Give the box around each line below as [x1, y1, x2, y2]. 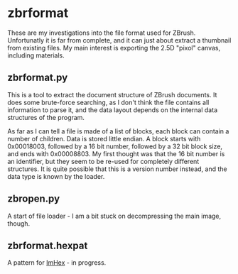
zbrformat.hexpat [7, 239, 88, 251]
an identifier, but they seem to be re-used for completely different [7, 157, 200, 165]
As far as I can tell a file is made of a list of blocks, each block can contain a [7, 126, 229, 136]
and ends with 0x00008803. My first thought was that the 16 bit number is [7, 149, 225, 158]
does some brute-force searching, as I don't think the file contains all [7, 98, 210, 106]
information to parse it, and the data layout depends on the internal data [7, 105, 218, 114]
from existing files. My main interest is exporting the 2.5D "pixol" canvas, [7, 43, 221, 52]
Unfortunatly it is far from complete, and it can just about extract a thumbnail [7, 35, 232, 44]
